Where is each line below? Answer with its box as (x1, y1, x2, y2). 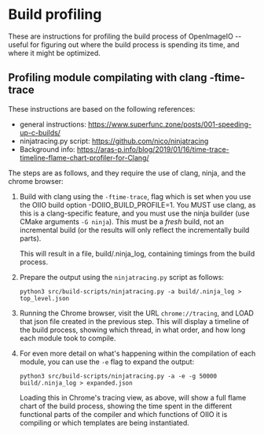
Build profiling (8, 6, 102, 24)
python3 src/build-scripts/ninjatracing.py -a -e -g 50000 (19, 372, 218, 380)
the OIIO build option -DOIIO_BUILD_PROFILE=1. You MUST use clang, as (19, 200, 256, 209)
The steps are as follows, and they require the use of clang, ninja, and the (8, 168, 246, 178)
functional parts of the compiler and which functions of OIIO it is (19, 409, 228, 418)
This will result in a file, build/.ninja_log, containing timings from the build (19, 249, 255, 258)
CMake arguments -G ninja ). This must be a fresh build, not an (19, 216, 224, 226)
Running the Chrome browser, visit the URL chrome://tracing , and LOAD (19, 308, 254, 318)
